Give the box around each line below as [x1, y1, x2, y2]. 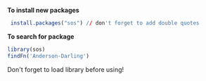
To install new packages [7, 6, 79, 14]
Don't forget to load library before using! [7, 65, 124, 73]
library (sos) [7, 46, 46, 53]
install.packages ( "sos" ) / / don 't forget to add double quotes [10, 20, 200, 27]
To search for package [7, 32, 75, 41]
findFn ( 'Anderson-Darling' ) [7, 52, 90, 59]
